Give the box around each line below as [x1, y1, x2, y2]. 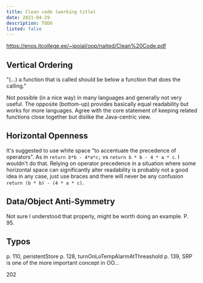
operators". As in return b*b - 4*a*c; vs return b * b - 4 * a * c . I [6, 153, 180, 160]
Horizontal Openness [6, 131, 88, 141]
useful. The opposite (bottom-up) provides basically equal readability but [6, 100, 189, 108]
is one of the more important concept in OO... [6, 259, 119, 266]
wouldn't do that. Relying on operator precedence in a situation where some [6, 160, 196, 167]
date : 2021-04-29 [6, 15, 50, 21]
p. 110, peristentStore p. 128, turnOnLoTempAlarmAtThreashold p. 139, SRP [6, 252, 193, 260]
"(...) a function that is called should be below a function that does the [6, 76, 181, 83]
